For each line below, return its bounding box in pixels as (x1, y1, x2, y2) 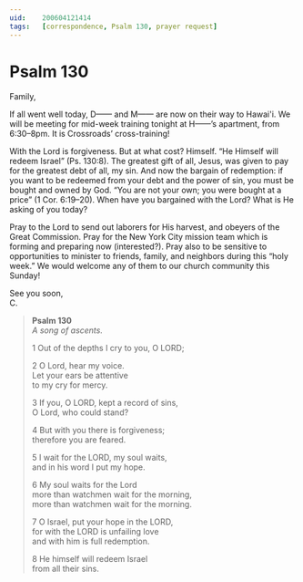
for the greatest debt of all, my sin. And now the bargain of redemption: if (9, 165, 284, 176)
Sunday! (9, 270, 41, 281)
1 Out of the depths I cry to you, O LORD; (31, 343, 185, 354)
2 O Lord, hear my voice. (31, 360, 125, 371)
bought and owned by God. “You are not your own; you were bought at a (9, 184, 282, 196)
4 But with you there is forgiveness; (31, 425, 166, 436)
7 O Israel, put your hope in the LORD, (31, 516, 174, 527)
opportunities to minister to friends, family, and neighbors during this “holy (9, 251, 289, 262)
